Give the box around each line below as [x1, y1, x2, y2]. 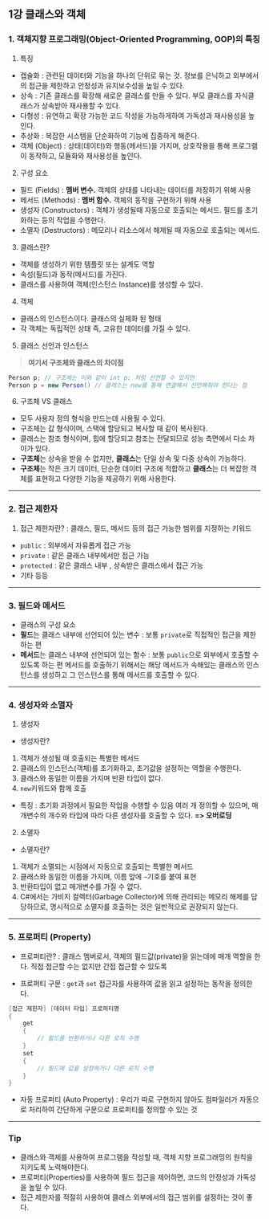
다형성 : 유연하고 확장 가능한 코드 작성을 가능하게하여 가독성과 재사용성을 [19, 111, 247, 120]
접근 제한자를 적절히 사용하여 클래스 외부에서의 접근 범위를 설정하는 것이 [19, 1192, 245, 1202]
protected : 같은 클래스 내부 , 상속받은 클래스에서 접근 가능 [19, 561, 204, 570]
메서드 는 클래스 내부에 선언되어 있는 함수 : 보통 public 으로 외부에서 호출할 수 [19, 650, 259, 660]
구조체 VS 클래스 [19, 397, 73, 406]
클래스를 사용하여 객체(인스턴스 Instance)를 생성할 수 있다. [19, 279, 203, 289]
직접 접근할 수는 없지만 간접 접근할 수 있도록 [30, 961, 167, 971]
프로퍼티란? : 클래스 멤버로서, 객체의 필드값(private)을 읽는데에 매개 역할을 [19, 951, 253, 961]
